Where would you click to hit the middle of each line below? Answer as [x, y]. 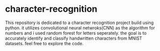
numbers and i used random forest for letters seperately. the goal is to [76, 33]
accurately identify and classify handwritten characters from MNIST [74, 38]
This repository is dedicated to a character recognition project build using [79, 23]
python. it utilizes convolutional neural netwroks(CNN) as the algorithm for [80, 27]
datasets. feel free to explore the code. [44, 43]
